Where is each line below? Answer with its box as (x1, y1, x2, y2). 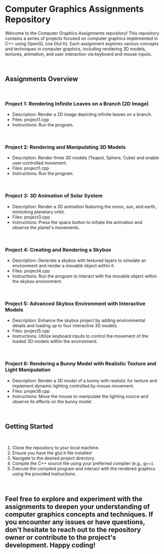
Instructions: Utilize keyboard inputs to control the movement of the (12, 333, 148, 339)
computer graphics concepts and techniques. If (5, 510, 153, 519)
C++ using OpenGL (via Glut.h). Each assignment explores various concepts (5, 40, 159, 46)
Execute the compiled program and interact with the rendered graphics (12, 466, 156, 472)
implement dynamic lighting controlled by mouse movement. (12, 383, 135, 389)
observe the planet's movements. (12, 224, 80, 230)
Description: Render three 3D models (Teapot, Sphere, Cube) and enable (12, 155, 159, 161)
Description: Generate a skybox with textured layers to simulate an (12, 257, 147, 263)
